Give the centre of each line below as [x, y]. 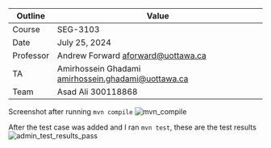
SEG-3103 [78, 29]
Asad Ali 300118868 [97, 92]
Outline [31, 16]
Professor [31, 55]
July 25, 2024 [84, 42]
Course [26, 29]
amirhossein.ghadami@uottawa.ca [123, 78]
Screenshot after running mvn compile [71, 111]
